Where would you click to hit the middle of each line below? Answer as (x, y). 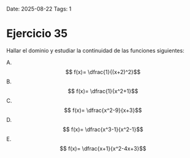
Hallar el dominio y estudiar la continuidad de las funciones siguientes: (96, 50)
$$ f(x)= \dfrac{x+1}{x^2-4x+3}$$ (103, 148)
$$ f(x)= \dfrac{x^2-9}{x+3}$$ (103, 110)
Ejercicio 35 (37, 34)
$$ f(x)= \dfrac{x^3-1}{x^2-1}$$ (103, 129)
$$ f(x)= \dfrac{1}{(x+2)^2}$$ (103, 72)
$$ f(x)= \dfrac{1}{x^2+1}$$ (103, 91)
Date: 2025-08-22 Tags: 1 (39, 9)
